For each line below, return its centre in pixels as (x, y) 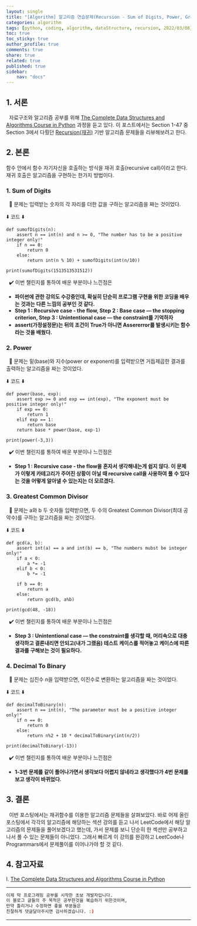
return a (38, 589)
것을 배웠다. (39, 332)
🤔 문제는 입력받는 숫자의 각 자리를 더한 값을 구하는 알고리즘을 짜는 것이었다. (95, 204)
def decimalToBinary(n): (36, 705)
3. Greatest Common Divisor (47, 497)
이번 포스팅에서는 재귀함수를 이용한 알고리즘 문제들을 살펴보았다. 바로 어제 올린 (99, 814)
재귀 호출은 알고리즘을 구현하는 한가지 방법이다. (60, 175)
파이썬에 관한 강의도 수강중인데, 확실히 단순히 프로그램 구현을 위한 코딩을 (96, 297)
